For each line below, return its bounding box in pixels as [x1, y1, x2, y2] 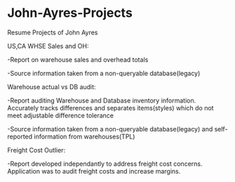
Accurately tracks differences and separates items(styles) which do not [7, 103, 214, 112]
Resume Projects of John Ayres [7, 28, 98, 37]
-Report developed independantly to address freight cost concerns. [7, 160, 203, 168]
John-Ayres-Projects [7, 5, 133, 21]
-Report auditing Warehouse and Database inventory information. [7, 96, 196, 105]
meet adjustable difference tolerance [7, 111, 114, 119]
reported [7, 132, 33, 141]
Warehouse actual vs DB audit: [7, 82, 96, 91]
